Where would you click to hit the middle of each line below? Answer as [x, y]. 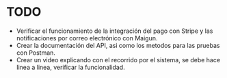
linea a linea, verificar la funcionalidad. [70, 67]
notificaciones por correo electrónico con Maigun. [87, 38]
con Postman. [36, 53]
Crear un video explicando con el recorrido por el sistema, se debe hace [118, 60]
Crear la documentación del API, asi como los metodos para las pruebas [118, 45]
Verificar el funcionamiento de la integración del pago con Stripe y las [115, 31]
